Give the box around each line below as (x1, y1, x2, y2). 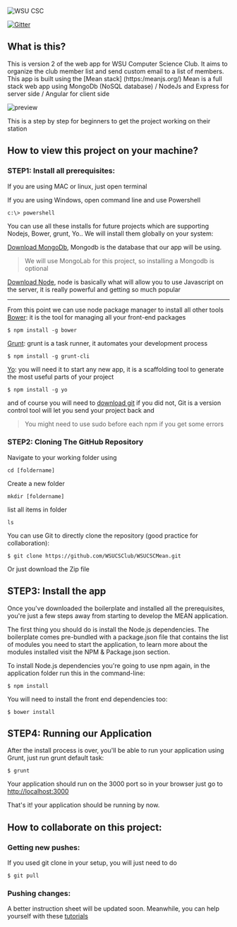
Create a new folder (7, 479, 65, 487)
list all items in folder (7, 505, 68, 514)
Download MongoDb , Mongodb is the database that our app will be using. (7, 243, 222, 251)
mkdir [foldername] (7, 492, 65, 500)
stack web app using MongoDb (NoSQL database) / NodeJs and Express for (7, 82, 229, 90)
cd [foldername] (7, 466, 55, 474)
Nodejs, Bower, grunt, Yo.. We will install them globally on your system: (7, 229, 214, 238)
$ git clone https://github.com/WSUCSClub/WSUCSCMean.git (7, 552, 181, 559)
